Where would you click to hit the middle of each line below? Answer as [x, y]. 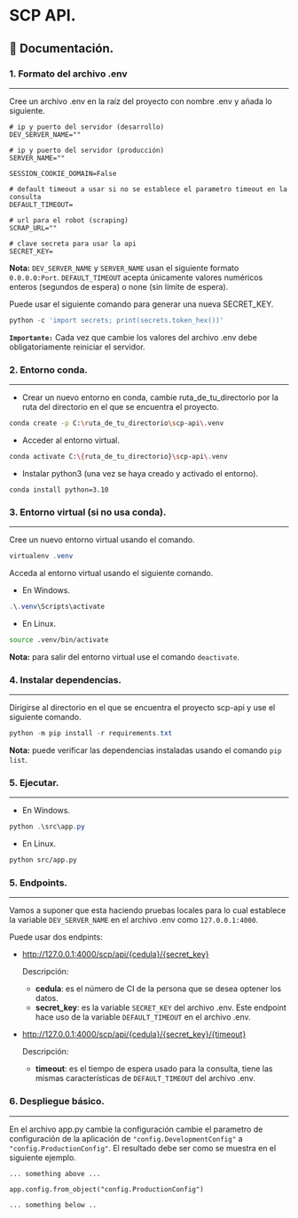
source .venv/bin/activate [59, 640]
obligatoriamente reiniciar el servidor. [77, 347]
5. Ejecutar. [34, 782]
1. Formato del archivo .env [68, 74]
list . [19, 759]
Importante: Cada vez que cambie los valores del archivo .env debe [133, 337]
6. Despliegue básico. [57, 1102]
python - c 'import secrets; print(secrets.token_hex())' [117, 320]
